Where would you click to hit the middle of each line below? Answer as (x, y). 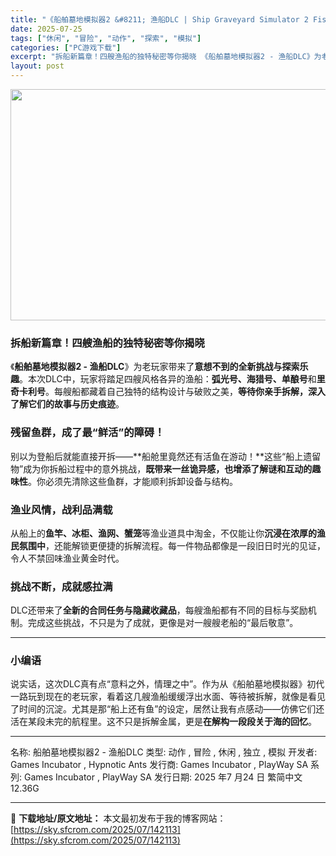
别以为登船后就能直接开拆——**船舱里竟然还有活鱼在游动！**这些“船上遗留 (166, 456)
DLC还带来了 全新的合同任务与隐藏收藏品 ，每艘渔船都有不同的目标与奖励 (159, 610)
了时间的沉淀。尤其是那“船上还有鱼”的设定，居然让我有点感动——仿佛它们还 (167, 709)
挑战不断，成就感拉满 (61, 586)
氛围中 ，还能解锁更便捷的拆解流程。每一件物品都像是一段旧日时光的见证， (172, 545)
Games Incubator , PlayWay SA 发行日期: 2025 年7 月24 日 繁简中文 (163, 777)
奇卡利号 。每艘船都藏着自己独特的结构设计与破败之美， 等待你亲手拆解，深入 (168, 392)
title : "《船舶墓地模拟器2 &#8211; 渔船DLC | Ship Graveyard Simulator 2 (159, 19)
